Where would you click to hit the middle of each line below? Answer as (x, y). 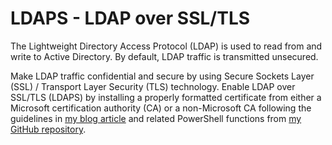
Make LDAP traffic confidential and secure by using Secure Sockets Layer (162, 76)
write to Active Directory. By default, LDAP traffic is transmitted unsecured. (164, 56)
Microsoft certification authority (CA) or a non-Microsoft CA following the (161, 108)
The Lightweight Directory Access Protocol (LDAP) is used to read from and (166, 46)
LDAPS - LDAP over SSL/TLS (130, 18)
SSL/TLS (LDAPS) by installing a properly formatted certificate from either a (166, 97)
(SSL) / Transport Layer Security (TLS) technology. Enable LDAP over (153, 86)
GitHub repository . (48, 129)
